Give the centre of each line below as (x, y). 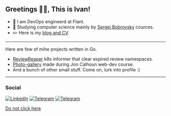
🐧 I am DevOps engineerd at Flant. (49, 21)
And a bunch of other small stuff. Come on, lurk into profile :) (76, 69)
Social (13, 88)
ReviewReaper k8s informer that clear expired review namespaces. (83, 59)
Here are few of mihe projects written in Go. (51, 49)
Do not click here (23, 108)
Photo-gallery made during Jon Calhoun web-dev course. (73, 64)
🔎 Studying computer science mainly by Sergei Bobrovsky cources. (83, 27)
